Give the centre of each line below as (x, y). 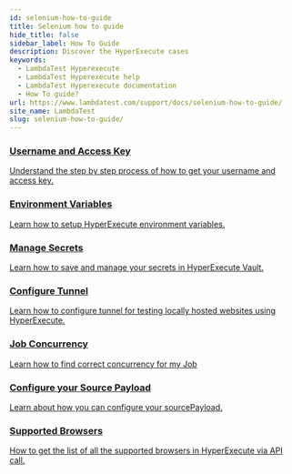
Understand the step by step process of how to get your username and (142, 171)
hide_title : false (44, 35)
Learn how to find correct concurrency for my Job (103, 364)
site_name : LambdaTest (52, 111)
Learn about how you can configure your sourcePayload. (116, 407)
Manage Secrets (46, 247)
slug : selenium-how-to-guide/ (67, 119)
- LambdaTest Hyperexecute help (79, 77)
